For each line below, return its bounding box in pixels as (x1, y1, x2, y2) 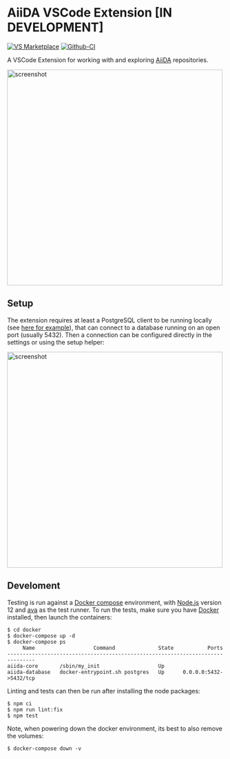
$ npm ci (7, 700, 32, 707)
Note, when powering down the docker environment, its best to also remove (7, 724, 222, 733)
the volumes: (7, 731, 44, 740)
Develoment (7, 580, 61, 592)
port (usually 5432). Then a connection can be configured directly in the (7, 330, 212, 339)
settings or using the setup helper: (7, 338, 105, 346)
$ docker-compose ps (7, 638, 67, 645)
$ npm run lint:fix (7, 706, 63, 713)
